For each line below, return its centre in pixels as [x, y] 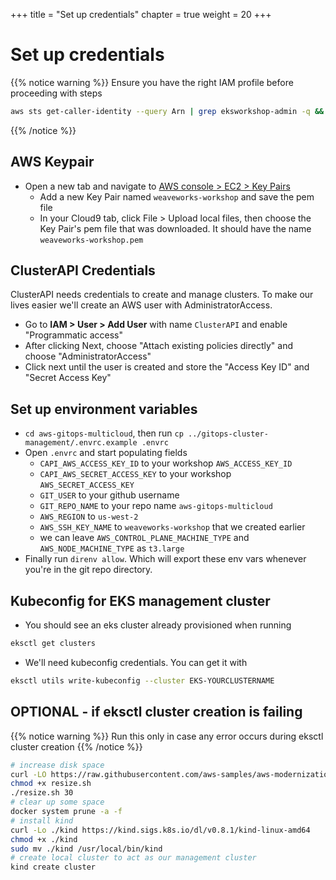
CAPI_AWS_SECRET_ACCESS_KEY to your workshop [135, 474]
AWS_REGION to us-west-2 [89, 516]
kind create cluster [53, 867]
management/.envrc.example [81, 443]
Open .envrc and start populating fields [106, 453]
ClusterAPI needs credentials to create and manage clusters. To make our [162, 295]
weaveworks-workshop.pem [91, 240]
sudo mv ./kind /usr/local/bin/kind [86, 849]
